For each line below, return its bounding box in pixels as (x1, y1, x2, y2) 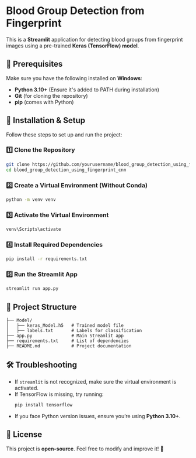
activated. (14, 384, 39, 391)
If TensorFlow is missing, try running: (14, 391, 104, 398)
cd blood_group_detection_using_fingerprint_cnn (6, 167, 127, 173)
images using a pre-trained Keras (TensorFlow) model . (6, 42, 139, 49)
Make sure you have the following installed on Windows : (6, 74, 142, 81)
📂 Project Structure (6, 302, 77, 312)
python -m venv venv (6, 196, 57, 203)
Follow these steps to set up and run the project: (6, 131, 123, 138)
